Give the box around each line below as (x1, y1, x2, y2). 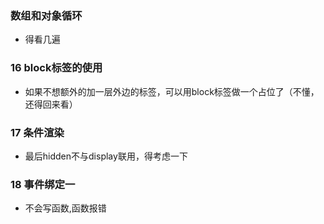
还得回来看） (24, 98, 78, 110)
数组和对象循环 (10, 8, 83, 22)
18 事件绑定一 (10, 177, 76, 191)
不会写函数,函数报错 (24, 202, 107, 214)
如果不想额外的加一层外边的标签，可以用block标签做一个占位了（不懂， (24, 85, 320, 97)
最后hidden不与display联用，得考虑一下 (24, 150, 188, 162)
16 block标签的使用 (10, 61, 103, 75)
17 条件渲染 (10, 125, 65, 139)
